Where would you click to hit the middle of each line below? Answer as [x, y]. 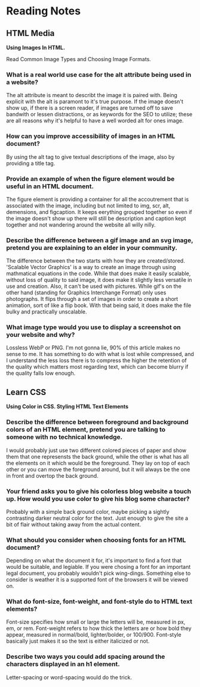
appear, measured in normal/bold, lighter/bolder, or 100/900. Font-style [94, 635]
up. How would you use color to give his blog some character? [98, 499]
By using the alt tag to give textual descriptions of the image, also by [90, 156]
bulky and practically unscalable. [47, 312]
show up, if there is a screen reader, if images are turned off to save [90, 108]
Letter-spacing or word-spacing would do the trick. [69, 677]
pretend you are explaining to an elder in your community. [92, 248]
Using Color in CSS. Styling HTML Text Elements [67, 406]
